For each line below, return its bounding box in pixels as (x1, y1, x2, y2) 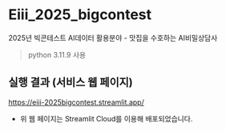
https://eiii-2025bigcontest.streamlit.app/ (8, 97, 144, 107)
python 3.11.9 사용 (27, 50, 87, 59)
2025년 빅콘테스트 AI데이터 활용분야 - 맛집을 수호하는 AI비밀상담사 (8, 33, 218, 42)
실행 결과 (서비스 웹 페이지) (8, 76, 134, 89)
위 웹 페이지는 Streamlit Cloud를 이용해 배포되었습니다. (19, 113, 193, 123)
